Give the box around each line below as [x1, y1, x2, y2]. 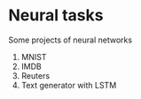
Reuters [20, 70, 51, 80]
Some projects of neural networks [8, 34, 133, 45]
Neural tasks [8, 5, 104, 26]
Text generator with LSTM [20, 80, 117, 90]
